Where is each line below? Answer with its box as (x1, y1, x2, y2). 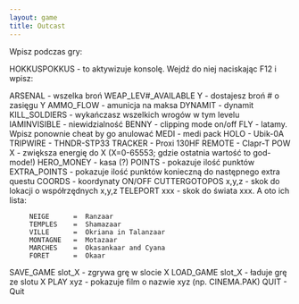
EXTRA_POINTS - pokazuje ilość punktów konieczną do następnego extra (9, 166, 281, 177)
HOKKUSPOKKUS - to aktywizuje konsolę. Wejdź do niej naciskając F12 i (9, 63, 277, 74)
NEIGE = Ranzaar (29, 212, 114, 221)
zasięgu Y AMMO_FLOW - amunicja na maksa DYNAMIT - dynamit (9, 99, 254, 110)
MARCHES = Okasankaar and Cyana (29, 243, 166, 252)
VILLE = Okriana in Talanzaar (29, 227, 166, 237)
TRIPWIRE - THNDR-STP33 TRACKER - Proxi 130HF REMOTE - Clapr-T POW (9, 138, 291, 148)
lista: (9, 194, 27, 206)
